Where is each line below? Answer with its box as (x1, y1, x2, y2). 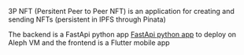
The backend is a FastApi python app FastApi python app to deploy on (8, 30, 237, 39)
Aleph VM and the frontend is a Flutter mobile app (8, 38, 171, 47)
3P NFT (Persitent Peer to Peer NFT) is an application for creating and (8, 7, 235, 15)
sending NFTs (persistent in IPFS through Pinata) (8, 15, 167, 24)
